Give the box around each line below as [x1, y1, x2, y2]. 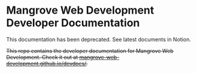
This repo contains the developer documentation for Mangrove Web [6, 47, 174, 54]
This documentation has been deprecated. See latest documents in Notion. [6, 36, 192, 43]
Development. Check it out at [6, 53, 78, 61]
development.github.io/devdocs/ [6, 60, 87, 67]
